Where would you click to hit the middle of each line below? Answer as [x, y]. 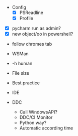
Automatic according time [46, 128]
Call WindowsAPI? [38, 112]
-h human [22, 63]
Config [19, 7]
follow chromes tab [32, 44]
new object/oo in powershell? [43, 34]
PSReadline [31, 13]
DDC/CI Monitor [36, 117]
